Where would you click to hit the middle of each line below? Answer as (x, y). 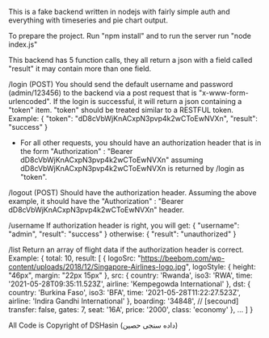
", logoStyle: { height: (221, 267)
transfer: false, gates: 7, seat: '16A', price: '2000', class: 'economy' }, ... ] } (131, 309)
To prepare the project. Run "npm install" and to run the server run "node (130, 36)
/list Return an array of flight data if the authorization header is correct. (126, 250)
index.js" (23, 44)
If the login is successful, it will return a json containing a (147, 101)
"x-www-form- (223, 93)
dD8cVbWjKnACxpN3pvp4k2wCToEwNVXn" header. (96, 210)
